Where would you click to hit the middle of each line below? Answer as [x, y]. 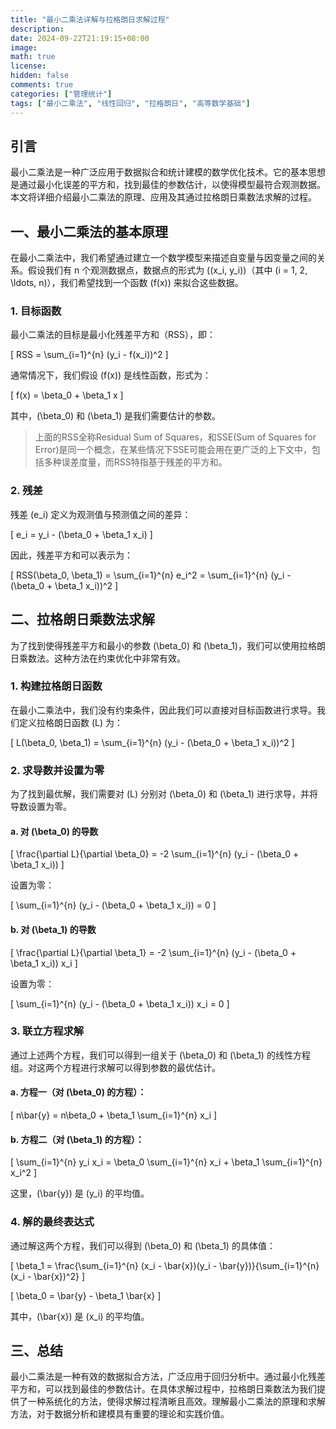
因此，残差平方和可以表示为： [71, 555]
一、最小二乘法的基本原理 [89, 231]
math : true [33, 57]
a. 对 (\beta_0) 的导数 [54, 831]
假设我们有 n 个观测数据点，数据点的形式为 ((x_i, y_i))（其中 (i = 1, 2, [167, 270]
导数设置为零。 [41, 807]
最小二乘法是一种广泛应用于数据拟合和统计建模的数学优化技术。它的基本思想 [168, 172]
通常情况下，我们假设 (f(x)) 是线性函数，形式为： [111, 375]
